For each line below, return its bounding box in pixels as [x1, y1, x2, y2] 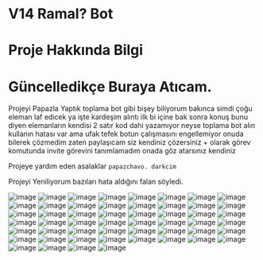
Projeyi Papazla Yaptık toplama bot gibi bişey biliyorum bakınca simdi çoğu [8, 104, 253, 114]
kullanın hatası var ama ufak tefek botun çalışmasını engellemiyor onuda [8, 129, 244, 139]
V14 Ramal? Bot [8, 5, 114, 23]
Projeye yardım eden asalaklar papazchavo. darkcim [8, 161, 176, 171]
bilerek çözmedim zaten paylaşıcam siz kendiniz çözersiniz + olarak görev [8, 138, 251, 147]
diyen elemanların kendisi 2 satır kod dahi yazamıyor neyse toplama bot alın [8, 121, 256, 130]
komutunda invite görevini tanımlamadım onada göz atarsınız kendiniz [8, 146, 237, 156]
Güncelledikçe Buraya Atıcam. [8, 77, 212, 95]
